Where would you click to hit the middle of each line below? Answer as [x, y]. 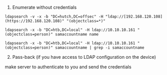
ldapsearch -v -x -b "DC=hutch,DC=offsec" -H [54, 17]
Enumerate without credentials [44, 7]
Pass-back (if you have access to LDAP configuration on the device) [84, 57]
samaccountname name [77, 34]
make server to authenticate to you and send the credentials [68, 67]
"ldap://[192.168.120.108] [134, 17]
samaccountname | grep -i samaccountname [100, 48]
